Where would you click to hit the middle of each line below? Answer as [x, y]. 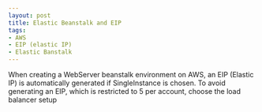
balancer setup [33, 100]
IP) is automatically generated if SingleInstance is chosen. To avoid [117, 83]
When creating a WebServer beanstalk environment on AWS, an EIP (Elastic [131, 75]
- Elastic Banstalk [40, 52]
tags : [17, 30]
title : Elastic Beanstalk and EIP [65, 23]
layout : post [30, 15]
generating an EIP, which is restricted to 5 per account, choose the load [125, 91]
